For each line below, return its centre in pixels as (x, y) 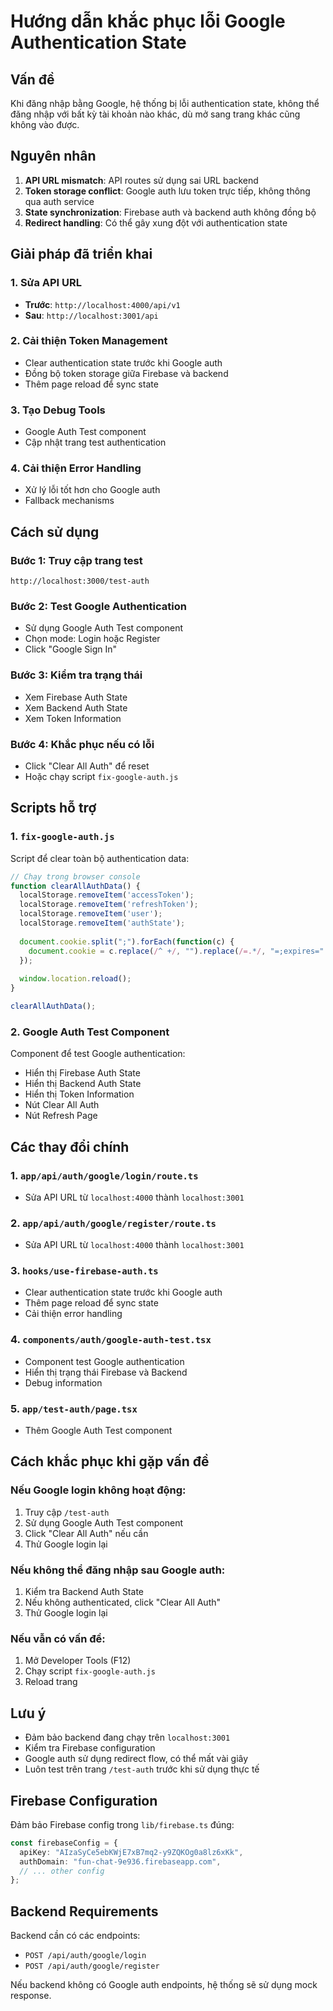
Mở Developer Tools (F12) (78, 1661)
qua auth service (59, 201)
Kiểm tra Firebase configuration (90, 1748)
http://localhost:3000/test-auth (80, 581)
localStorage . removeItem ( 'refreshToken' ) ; (109, 905)
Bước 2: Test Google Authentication (98, 606)
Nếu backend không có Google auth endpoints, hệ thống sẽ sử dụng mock (164, 1985)
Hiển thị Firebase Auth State (82, 1073)
